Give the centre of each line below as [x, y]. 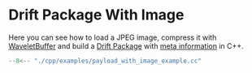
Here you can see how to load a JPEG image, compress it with [113, 37]
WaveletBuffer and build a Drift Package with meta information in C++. [126, 45]
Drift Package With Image [96, 15]
